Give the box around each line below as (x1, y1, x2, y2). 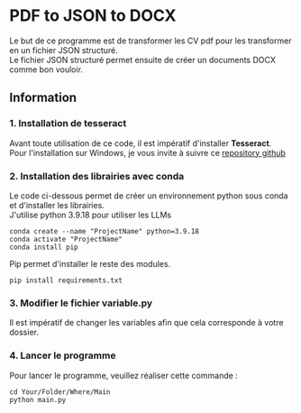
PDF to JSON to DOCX (9, 5, 178, 26)
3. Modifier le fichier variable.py (9, 297, 153, 309)
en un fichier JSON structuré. (9, 44, 119, 55)
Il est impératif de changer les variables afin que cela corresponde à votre (9, 317, 284, 328)
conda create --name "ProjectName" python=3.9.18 (9, 226, 200, 235)
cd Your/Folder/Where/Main (9, 387, 111, 397)
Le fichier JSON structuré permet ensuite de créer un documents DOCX (9, 54, 277, 65)
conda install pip (9, 243, 78, 252)
